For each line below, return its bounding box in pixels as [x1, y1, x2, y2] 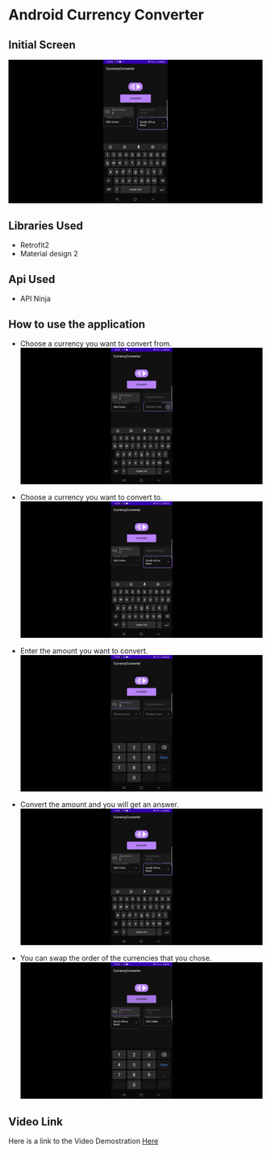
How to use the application [8, 317, 146, 331]
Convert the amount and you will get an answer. [19, 800, 179, 809]
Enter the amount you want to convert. [19, 646, 148, 656]
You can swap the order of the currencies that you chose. [19, 953, 212, 963]
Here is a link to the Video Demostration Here [8, 1136, 159, 1146]
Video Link [8, 1114, 63, 1129]
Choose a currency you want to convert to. [19, 492, 163, 502]
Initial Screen [8, 38, 77, 52]
